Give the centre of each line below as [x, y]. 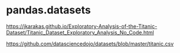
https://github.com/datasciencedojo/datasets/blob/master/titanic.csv [90, 44]
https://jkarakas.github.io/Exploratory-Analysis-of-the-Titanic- [82, 26]
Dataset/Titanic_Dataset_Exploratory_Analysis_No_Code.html [80, 32]
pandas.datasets [49, 10]
